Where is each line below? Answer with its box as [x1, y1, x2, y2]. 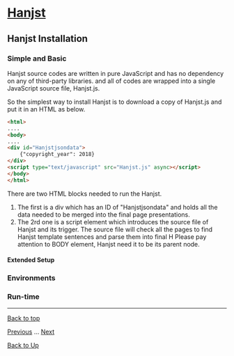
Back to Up [7, 341, 40, 350]
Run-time [7, 292, 40, 302]
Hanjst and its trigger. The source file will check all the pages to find [17, 225, 213, 233]
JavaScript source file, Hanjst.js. [7, 84, 100, 92]
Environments [7, 273, 56, 283]
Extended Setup [7, 256, 55, 264]
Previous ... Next [7, 327, 55, 336]
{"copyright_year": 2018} [19, 151, 95, 158]
